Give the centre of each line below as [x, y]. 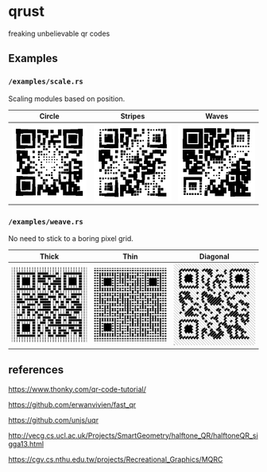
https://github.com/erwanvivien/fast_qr [72, 404]
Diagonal [214, 256]
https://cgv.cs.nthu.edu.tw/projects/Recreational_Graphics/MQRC [116, 459]
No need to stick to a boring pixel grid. [71, 239]
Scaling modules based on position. [67, 99]
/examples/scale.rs [46, 82]
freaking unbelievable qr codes [59, 33]
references [36, 370]
